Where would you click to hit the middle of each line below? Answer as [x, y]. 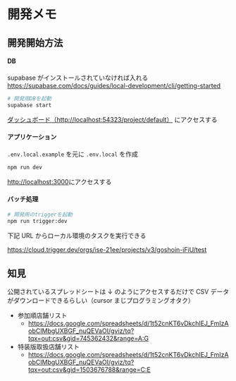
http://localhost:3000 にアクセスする [60, 181]
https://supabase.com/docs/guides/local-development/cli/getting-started [114, 85]
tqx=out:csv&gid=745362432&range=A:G [88, 339]
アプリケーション [32, 137]
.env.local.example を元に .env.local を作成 [73, 154]
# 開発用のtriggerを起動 [40, 214]
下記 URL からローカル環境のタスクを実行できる [77, 235]
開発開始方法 [35, 43]
